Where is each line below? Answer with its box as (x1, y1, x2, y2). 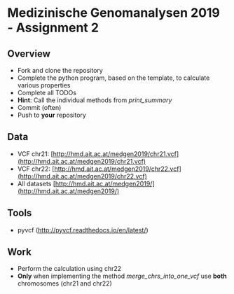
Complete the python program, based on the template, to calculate (17, 73, 210, 82)
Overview (7, 48, 51, 59)
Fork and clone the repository (17, 66, 103, 74)
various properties (17, 81, 71, 89)
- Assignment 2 (7, 20, 99, 36)
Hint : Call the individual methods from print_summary (17, 96, 172, 104)
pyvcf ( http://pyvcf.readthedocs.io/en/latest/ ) (17, 225, 149, 234)
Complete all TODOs (17, 89, 77, 97)
